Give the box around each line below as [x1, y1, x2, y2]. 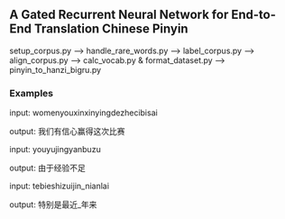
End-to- [231, 7, 277, 23]
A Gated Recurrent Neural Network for [9, 7, 229, 23]
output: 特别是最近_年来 [9, 199, 97, 210]
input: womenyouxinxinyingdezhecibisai [9, 107, 158, 118]
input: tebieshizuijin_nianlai [9, 180, 110, 192]
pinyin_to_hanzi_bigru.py [9, 64, 102, 75]
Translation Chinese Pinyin [34, 22, 188, 37]
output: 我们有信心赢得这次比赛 [9, 126, 125, 137]
